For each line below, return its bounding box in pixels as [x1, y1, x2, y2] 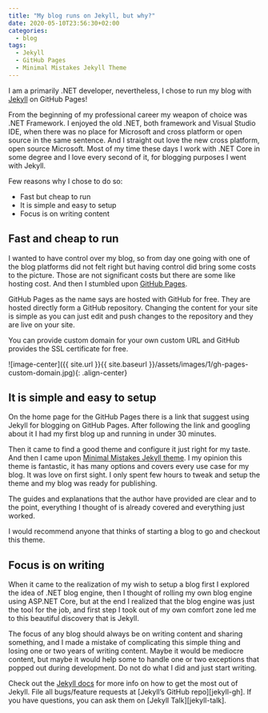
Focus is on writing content [19, 209, 110, 218]
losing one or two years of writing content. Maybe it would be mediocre [8, 646, 244, 656]
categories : [8, 26, 48, 34]
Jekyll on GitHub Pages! [8, 94, 88, 104]
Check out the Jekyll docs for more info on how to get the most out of [8, 679, 238, 688]
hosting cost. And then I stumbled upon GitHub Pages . [8, 278, 188, 288]
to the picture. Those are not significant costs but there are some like [8, 270, 236, 280]
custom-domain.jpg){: [8, 367, 81, 377]
